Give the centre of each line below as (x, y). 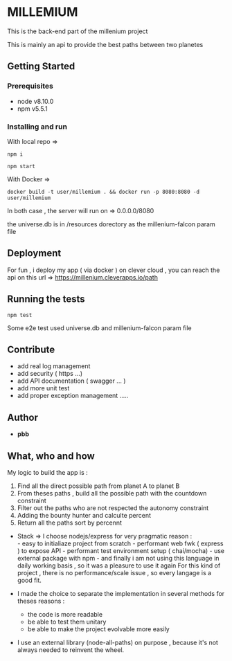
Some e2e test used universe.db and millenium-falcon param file (99, 328)
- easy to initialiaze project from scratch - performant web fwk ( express (120, 543)
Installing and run (37, 127)
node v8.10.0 (35, 101)
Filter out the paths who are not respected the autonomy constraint (113, 508)
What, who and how (51, 456)
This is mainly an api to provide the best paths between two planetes (105, 44)
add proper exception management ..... (73, 396)
